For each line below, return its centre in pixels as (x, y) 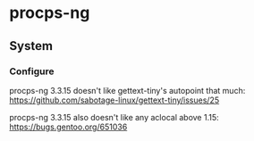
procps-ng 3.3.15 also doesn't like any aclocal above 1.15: (114, 117)
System (31, 46)
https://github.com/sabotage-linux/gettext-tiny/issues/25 (114, 100)
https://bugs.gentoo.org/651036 (68, 127)
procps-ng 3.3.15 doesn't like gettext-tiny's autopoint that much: (127, 90)
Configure (32, 71)
